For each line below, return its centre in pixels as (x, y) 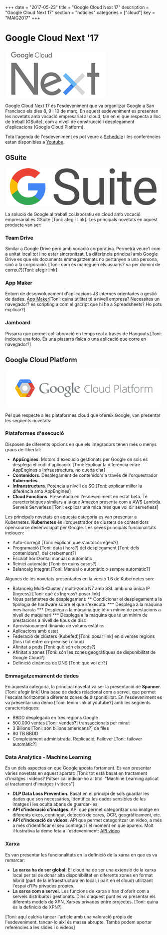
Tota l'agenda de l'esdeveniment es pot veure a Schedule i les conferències (83, 137)
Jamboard (18, 323)
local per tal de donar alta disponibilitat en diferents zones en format (83, 875)
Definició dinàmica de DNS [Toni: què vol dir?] (60, 663)
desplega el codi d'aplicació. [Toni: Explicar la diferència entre (76, 464)
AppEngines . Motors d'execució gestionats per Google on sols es (80, 459)
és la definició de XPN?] (37, 907)
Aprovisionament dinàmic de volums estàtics (58, 625)
